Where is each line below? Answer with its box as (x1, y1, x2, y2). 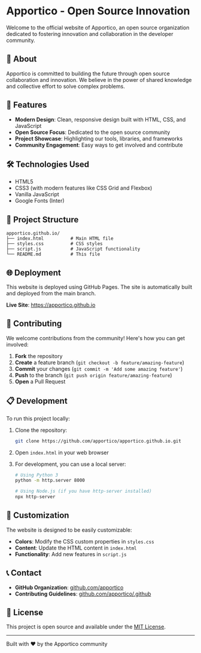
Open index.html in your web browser (14, 448, 109, 456)
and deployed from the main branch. (6, 290, 96, 297)
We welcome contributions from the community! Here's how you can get (6, 334, 185, 341)
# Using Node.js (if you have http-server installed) (14, 489, 152, 495)
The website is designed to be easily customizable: (6, 526, 132, 533)
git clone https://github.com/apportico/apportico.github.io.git (14, 438, 181, 444)
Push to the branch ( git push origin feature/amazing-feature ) (14, 371, 172, 379)
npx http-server (14, 494, 56, 500)
